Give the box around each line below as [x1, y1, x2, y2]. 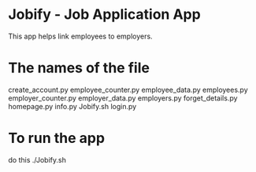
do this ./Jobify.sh [8, 155, 67, 164]
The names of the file [8, 59, 150, 77]
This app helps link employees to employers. [8, 31, 153, 41]
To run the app [8, 130, 105, 147]
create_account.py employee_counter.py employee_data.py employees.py [8, 85, 248, 94]
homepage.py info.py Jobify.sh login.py [8, 101, 137, 111]
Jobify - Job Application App [8, 5, 201, 24]
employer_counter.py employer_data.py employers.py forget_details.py [8, 93, 238, 103]
